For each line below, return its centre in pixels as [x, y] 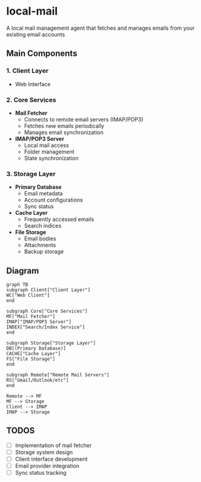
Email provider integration [47, 466]
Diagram [23, 270]
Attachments [40, 245]
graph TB [17, 285]
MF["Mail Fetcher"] [31, 317]
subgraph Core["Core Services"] [47, 311]
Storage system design [44, 452]
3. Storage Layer [31, 174]
